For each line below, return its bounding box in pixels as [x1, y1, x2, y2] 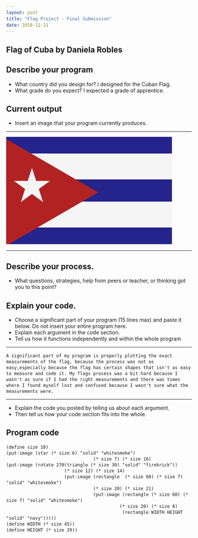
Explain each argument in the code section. [14, 329, 120, 336]
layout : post [6, 9, 38, 15]
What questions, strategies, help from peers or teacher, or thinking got [14, 277, 186, 284]
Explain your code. [6, 301, 77, 311]
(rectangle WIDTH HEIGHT [122, 509, 183, 515]
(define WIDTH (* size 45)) [6, 521, 75, 527]
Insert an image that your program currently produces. [14, 120, 147, 127]
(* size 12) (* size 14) [64, 468, 126, 473]
